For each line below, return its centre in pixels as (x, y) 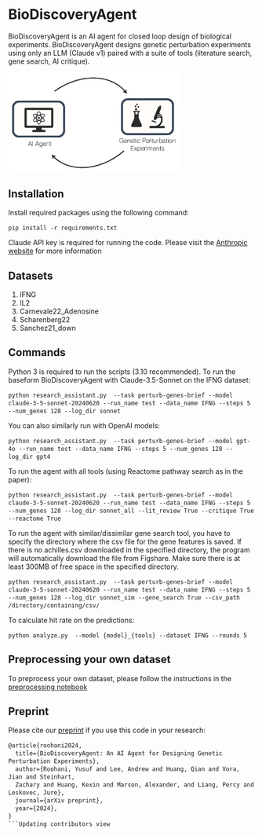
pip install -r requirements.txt (63, 228)
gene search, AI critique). (49, 61)
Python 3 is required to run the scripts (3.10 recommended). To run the (122, 372)
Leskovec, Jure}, (36, 793)
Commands (37, 352)
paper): (20, 479)
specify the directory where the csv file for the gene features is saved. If (125, 541)
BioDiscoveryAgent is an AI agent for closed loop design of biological (120, 36)
